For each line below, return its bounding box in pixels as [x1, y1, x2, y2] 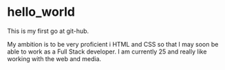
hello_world [7, 4, 76, 20]
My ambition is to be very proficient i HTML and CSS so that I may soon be [7, 40, 219, 48]
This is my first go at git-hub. [7, 27, 89, 35]
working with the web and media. [7, 54, 102, 62]
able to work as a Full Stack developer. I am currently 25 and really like [7, 47, 207, 56]
